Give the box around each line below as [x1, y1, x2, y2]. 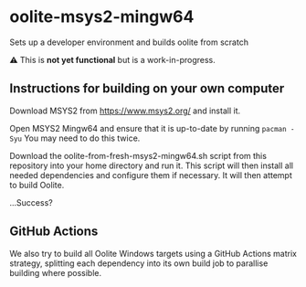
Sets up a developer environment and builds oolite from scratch [9, 37, 249, 48]
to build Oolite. [9, 179, 65, 190]
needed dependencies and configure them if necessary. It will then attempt [9, 169, 292, 180]
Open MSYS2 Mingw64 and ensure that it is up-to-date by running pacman [9, 122, 287, 133]
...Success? [9, 197, 53, 207]
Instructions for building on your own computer [9, 80, 285, 97]
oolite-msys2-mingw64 [9, 6, 195, 27]
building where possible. [9, 267, 102, 278]
